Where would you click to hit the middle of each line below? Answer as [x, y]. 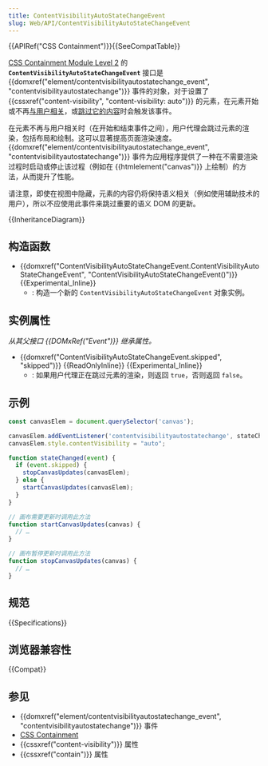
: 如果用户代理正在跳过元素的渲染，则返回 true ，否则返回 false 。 [139, 375]
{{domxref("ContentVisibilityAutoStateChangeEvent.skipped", [121, 357]
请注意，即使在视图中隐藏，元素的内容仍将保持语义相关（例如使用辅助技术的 [134, 193]
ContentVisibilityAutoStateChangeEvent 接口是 [86, 72]
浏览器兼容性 [40, 650]
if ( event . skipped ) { [51, 465]
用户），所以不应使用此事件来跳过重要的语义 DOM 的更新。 [104, 203]
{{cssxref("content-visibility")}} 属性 [79, 744]
